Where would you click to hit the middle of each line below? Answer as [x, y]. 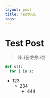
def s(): [14, 67]
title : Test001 [21, 14]
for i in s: [22, 71]
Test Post [25, 43]
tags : [11, 19]
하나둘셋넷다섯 [31, 58]
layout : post [18, 10]
